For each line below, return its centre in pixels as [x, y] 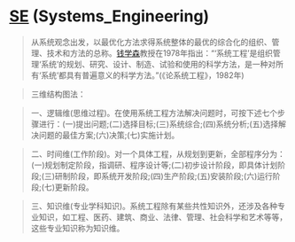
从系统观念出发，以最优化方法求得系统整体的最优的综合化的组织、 [151, 42]
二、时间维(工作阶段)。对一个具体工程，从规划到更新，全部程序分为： [158, 153]
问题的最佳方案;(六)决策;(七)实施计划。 [109, 135]
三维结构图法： [58, 94]
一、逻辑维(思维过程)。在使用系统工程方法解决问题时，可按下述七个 [154, 113]
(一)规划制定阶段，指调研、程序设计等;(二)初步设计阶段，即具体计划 [154, 165]
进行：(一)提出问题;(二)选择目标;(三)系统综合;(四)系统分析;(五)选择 [159, 124]
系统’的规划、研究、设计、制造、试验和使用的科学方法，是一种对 [159, 64]
